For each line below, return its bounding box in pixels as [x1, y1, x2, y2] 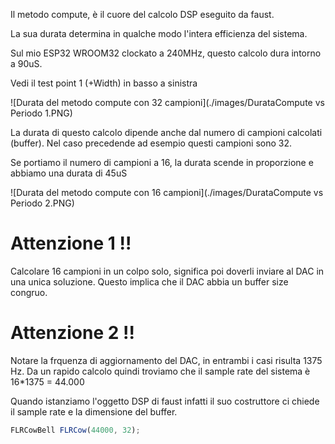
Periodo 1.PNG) [10, 107, 73, 119]
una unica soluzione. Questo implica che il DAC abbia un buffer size [10, 275, 289, 288]
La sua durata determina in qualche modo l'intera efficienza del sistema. [10, 28, 308, 39]
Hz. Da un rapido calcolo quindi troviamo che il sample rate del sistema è [10, 365, 311, 377]
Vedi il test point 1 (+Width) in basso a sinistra [10, 77, 198, 89]
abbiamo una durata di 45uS [10, 167, 128, 179]
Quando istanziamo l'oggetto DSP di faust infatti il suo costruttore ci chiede [10, 395, 320, 407]
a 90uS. [10, 58, 43, 69]
